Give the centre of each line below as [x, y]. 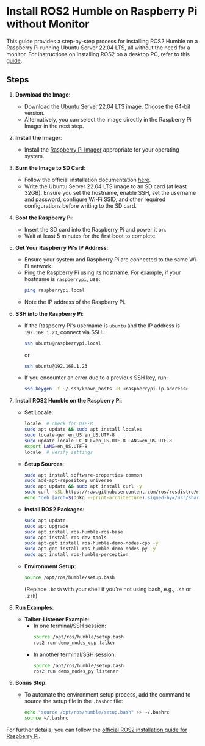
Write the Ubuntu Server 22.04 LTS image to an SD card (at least [106, 186]
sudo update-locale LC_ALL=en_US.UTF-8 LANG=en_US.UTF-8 [98, 441]
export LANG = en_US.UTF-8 [56, 446]
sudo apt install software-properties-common [83, 475]
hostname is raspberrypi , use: [62, 279]
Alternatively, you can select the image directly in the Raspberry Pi [108, 119]
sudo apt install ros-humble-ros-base [74, 532]
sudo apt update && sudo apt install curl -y [83, 486]
